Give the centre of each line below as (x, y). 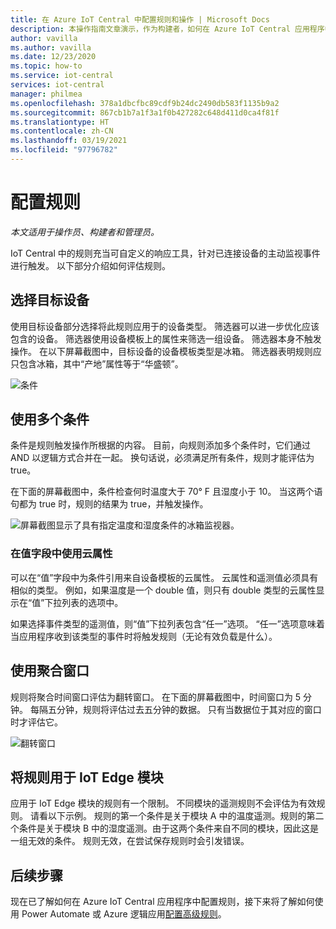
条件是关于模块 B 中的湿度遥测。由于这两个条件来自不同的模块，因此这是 (169, 828)
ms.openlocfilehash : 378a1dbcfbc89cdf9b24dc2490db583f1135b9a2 (145, 103)
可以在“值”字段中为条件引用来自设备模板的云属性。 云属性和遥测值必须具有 (164, 577)
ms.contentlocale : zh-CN (62, 131)
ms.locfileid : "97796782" (64, 150)
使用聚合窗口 (50, 671)
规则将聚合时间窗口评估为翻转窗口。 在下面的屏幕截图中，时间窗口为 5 (156, 697)
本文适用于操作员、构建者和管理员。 (85, 232)
